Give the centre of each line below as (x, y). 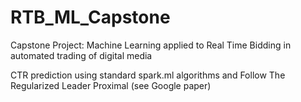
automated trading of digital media (81, 55)
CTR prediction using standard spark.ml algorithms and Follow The (148, 75)
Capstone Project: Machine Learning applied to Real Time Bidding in (151, 45)
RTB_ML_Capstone (90, 17)
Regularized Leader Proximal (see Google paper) (111, 85)
